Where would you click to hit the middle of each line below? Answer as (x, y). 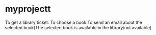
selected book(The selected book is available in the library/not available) (78, 27)
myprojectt (28, 9)
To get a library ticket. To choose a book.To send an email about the (74, 22)
